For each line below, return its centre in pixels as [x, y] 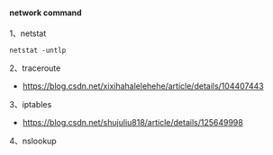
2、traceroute [35, 68]
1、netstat [28, 34]
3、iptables [31, 105]
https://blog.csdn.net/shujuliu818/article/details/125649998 [132, 123]
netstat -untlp [38, 51]
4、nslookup [33, 141]
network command [46, 13]
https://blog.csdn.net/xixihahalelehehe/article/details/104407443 [143, 86]
